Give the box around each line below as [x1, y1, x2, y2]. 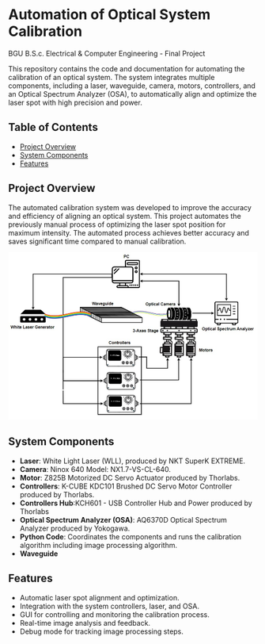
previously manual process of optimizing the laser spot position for [8, 220, 226, 229]
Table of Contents [8, 121, 99, 134]
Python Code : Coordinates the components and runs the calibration [19, 531, 242, 541]
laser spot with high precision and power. [8, 98, 142, 107]
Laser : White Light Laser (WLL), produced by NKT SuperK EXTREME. [19, 456, 246, 466]
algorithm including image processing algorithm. [19, 540, 178, 550]
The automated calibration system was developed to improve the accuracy [8, 202, 252, 212]
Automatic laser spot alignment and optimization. [19, 592, 180, 602]
